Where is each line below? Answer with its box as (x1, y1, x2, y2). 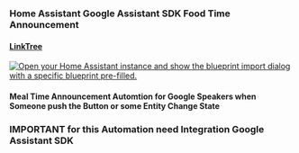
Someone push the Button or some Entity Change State (9, 100, 221, 111)
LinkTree (9, 40, 43, 51)
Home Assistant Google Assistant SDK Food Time (9, 7, 231, 20)
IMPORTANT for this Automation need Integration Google (9, 122, 265, 135)
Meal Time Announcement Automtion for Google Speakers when (9, 91, 257, 102)
